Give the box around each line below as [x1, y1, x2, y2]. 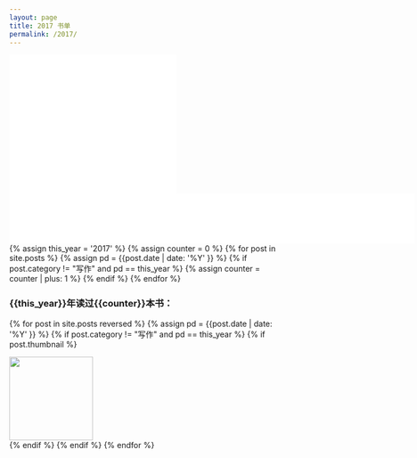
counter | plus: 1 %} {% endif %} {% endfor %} [9, 274, 181, 284]
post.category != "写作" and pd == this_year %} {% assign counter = [9, 264, 261, 274]
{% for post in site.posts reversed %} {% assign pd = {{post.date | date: [9, 318, 274, 329]
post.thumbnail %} [9, 339, 78, 349]
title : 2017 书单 [9, 21, 71, 30]
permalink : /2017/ [9, 29, 78, 38]
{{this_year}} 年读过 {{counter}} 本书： [9, 298, 174, 310]
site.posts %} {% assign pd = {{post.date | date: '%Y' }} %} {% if [9, 253, 248, 264]
